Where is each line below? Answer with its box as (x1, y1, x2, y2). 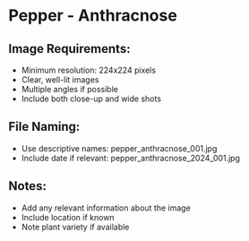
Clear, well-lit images (21, 74, 99, 85)
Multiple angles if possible (21, 84, 118, 94)
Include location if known (21, 211, 115, 222)
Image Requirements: (8, 41, 131, 56)
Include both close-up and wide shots (21, 93, 162, 104)
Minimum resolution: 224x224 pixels (21, 65, 157, 75)
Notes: (8, 178, 47, 194)
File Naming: (8, 119, 81, 134)
